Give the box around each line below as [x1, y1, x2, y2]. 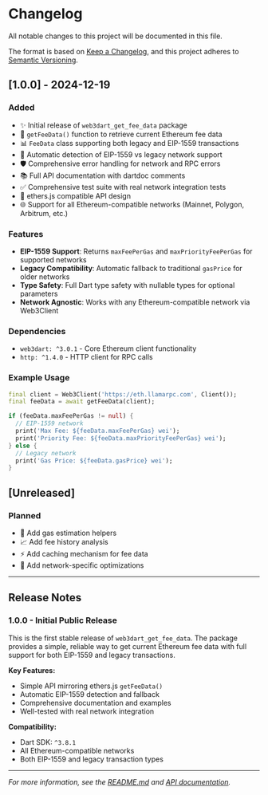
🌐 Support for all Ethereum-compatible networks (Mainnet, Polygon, [19, 199, 245, 209]
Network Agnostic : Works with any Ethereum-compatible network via [19, 297, 250, 307]
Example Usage [8, 372, 70, 384]
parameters [19, 289, 58, 298]
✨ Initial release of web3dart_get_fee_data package [19, 120, 187, 130]
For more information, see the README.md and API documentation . [8, 777, 231, 786]
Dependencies [8, 325, 66, 336]
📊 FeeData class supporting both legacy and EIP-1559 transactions [19, 138, 239, 148]
